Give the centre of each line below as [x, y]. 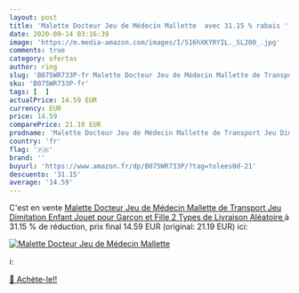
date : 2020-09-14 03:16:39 [59, 34]
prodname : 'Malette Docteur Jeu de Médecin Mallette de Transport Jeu [143, 133]
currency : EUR [36, 108]
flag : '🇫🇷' [31, 149]
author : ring [33, 67]
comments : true [37, 51]
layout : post [33, 17]
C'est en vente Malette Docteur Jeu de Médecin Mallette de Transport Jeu [145, 208]
